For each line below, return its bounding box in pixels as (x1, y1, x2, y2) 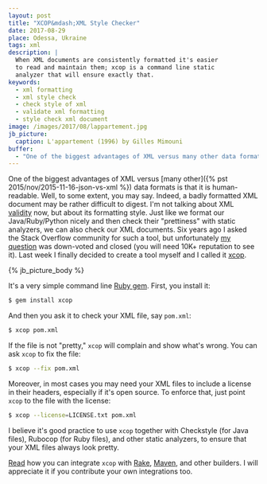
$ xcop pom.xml (8, 326, 59, 334)
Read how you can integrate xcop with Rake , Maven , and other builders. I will (8, 458, 258, 467)
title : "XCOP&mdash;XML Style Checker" (8, 19, 141, 27)
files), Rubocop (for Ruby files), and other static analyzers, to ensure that (8, 434, 247, 443)
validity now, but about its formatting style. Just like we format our (8, 208, 225, 217)
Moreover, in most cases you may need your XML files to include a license (8, 379, 252, 388)
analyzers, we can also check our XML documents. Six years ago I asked (8, 224, 247, 235)
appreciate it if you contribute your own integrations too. (8, 466, 193, 476)
